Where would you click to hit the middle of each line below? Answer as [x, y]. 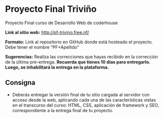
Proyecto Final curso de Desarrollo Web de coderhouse [61, 23]
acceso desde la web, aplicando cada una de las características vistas [84, 100]
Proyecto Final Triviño [51, 9]
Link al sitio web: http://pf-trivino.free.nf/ [47, 32]
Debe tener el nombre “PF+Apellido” [42, 47]
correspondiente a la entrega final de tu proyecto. [63, 110]
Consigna [20, 83]
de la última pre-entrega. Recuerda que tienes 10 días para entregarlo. [78, 62]
